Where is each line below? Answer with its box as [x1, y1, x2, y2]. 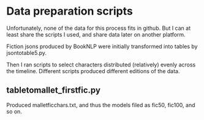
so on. [6, 108, 23, 115]
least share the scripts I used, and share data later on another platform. [6, 30, 186, 38]
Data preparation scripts [6, 4, 133, 18]
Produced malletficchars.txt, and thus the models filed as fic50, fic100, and [6, 101, 195, 108]
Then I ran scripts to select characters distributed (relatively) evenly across [6, 61, 196, 68]
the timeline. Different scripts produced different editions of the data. [6, 67, 180, 74]
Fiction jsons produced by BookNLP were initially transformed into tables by [6, 43, 198, 50]
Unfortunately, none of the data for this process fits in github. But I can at [6, 24, 191, 32]
